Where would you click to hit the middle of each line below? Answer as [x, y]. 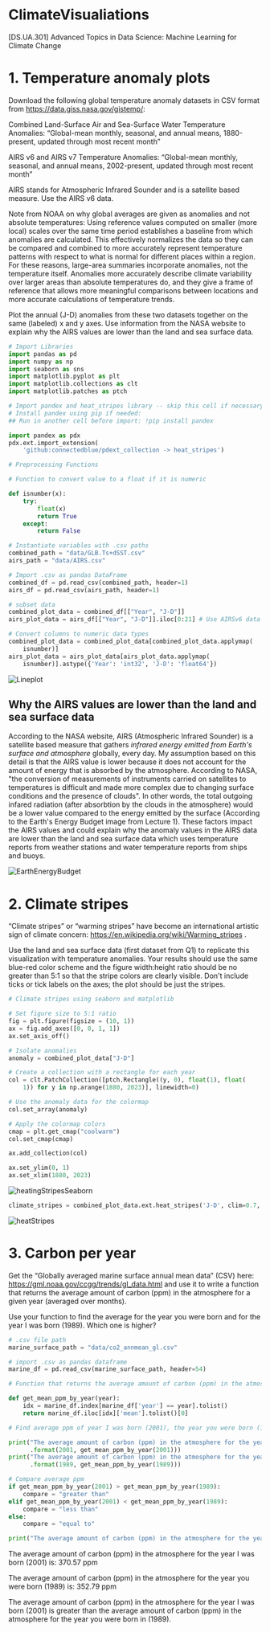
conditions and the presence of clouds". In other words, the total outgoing [131, 796]
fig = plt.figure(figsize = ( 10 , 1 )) [72, 1021]
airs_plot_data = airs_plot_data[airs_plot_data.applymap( [109, 656]
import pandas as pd [43, 354]
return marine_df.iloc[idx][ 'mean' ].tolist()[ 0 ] [106, 1413]
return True [57, 516]
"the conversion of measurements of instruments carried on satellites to [127, 779]
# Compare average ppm [46, 1479]
